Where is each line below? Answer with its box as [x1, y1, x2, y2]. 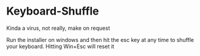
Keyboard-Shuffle [6, 4, 99, 18]
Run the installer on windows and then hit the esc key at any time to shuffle [6, 36, 195, 43]
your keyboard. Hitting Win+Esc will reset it [6, 43, 114, 50]
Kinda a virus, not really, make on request [6, 24, 111, 32]
